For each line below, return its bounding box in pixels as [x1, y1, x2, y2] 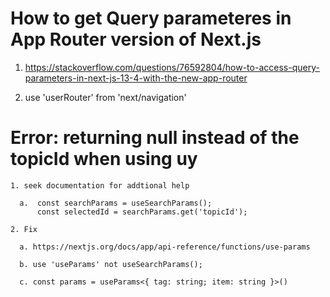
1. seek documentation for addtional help [10, 180, 190, 191]
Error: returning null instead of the [10, 127, 300, 149]
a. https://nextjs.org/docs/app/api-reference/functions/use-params [19, 242, 311, 252]
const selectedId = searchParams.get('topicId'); [36, 207, 248, 217]
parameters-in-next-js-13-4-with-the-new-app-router [24, 72, 248, 84]
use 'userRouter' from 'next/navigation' [24, 91, 187, 103]
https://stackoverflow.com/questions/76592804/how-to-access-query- [24, 61, 320, 73]
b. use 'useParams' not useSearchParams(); [19, 259, 203, 269]
